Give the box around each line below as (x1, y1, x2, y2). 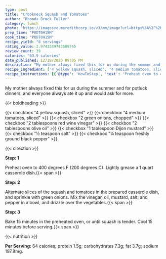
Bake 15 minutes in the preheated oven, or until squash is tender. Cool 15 (5, 218, 153, 224)
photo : (5, 26, 19, 31)
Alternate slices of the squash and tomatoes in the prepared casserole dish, (5, 189, 159, 195)
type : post (5, 7, 28, 12)
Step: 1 (5, 155, 20, 161)
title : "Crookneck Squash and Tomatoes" (5, 12, 90, 17)
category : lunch (5, 21, 39, 26)
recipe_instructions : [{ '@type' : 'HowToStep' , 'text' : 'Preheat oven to (5, 72, 158, 77)
